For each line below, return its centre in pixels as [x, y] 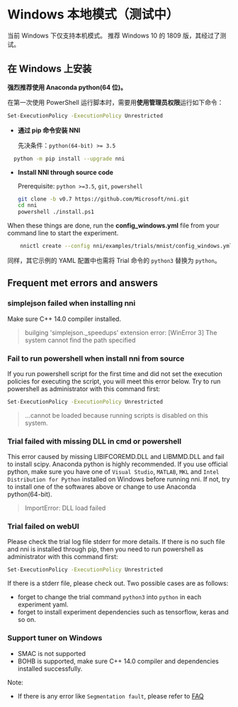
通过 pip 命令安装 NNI [49, 130]
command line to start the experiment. [63, 233]
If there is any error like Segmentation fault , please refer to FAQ [110, 696]
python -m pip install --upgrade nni [69, 159]
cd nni [27, 205]
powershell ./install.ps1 [56, 212]
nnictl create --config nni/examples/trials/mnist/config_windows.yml [126, 246]
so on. [27, 620]
